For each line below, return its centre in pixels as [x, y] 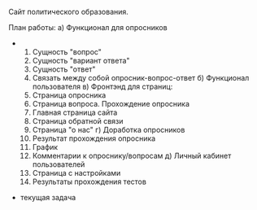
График [45, 147]
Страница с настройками [76, 173]
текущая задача [48, 197]
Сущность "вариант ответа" [81, 61]
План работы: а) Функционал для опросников [88, 27]
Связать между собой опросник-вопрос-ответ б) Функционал [141, 78]
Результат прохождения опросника [94, 138]
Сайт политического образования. [68, 12]
